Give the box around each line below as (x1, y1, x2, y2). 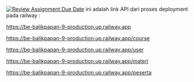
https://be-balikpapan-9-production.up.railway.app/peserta (6, 69, 152, 76)
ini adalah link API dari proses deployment (85, 6, 188, 12)
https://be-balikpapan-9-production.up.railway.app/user (6, 46, 144, 53)
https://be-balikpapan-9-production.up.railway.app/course (6, 35, 150, 41)
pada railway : (6, 12, 40, 19)
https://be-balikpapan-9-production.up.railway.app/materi (6, 58, 149, 64)
